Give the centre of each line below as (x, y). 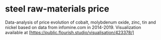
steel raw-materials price (57, 9)
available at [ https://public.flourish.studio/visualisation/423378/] (70, 32)
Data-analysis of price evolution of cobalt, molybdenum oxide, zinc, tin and (80, 22)
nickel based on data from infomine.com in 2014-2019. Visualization (73, 27)
